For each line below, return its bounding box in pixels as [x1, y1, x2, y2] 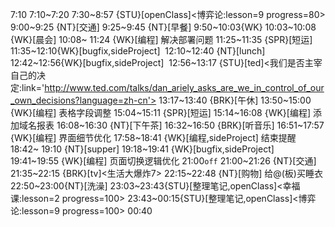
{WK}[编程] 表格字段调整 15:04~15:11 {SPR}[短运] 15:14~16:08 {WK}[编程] [10, 107, 312, 118]
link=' [21, 82, 45, 93]
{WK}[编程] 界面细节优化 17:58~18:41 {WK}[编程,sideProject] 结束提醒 [10, 132, 297, 143]
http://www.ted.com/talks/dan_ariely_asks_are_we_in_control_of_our [44, 82, 325, 93]
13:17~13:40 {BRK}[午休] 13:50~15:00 [158, 94, 312, 106]
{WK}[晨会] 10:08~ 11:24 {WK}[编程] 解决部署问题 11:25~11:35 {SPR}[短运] [10, 34, 313, 45]
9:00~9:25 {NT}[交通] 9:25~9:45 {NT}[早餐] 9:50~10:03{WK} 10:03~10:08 [10, 21, 317, 33]
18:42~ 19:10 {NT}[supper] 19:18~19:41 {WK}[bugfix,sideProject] [10, 143, 275, 155]
